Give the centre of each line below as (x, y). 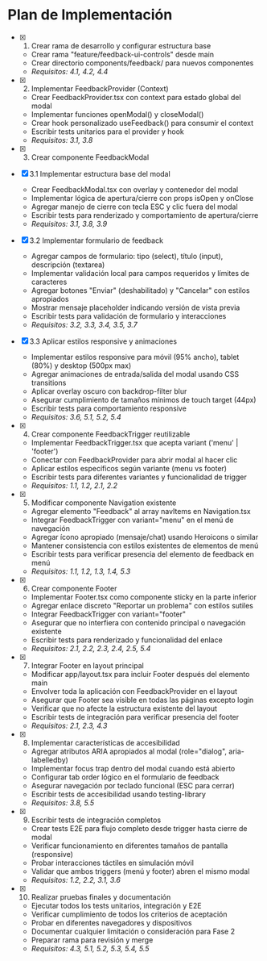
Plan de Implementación (90, 15)
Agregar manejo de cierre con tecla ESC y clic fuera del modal (134, 207)
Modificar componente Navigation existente (104, 503)
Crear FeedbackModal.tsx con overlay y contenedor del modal (135, 189)
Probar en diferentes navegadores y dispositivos (111, 922)
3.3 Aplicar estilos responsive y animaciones (103, 341)
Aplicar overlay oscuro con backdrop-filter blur (109, 391)
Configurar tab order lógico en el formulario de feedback (125, 777)
